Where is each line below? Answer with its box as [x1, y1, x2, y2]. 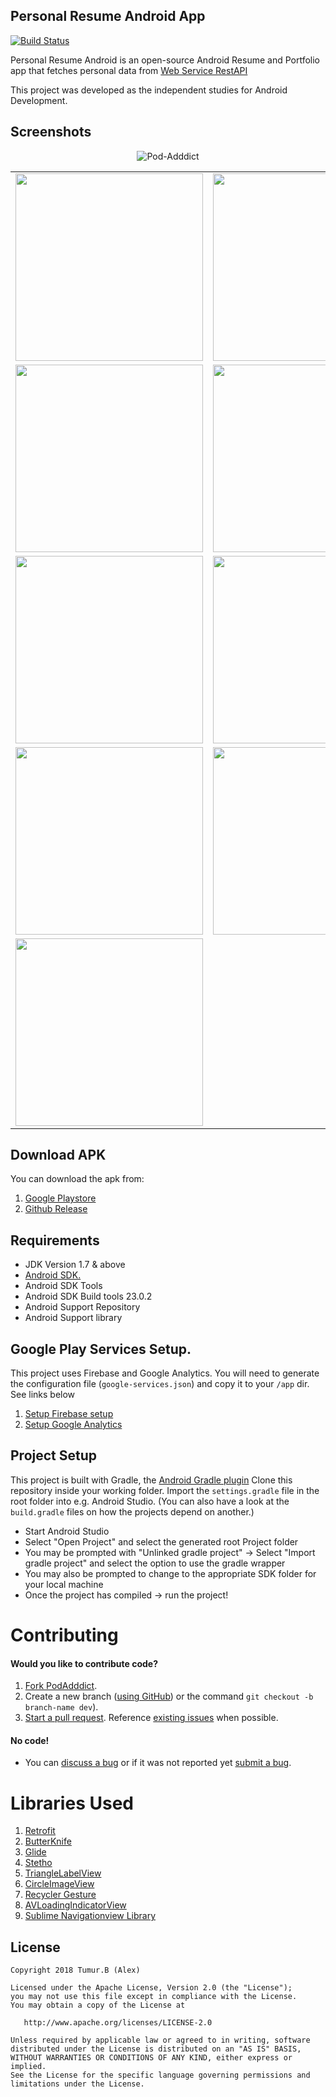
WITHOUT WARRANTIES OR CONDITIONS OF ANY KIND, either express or [10, 2053, 293, 2063]
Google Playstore [24, 1192, 97, 1204]
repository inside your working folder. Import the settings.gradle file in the [10, 1484, 320, 1496]
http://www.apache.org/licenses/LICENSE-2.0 [23, 2018, 213, 2028]
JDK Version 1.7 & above [24, 1259, 126, 1271]
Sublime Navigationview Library [24, 1910, 157, 1922]
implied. [10, 2062, 47, 2072]
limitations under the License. [10, 2079, 145, 2089]
